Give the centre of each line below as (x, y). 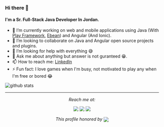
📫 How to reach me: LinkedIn (42, 62)
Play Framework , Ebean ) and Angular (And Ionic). (62, 36)
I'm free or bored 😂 (32, 76)
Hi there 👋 (17, 8)
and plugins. (25, 46)
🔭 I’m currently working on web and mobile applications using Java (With (85, 30)
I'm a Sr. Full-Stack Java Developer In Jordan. (52, 20)
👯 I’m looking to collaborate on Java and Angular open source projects (83, 41)
